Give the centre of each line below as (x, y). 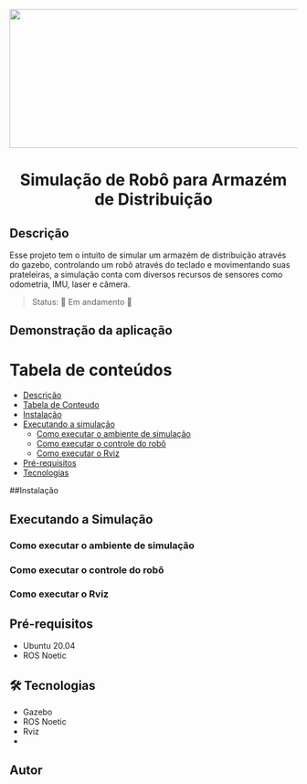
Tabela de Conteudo (61, 405)
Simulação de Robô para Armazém (153, 180)
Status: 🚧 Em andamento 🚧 (82, 302)
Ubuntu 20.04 (49, 646)
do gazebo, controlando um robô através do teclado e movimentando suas (150, 265)
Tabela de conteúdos (91, 370)
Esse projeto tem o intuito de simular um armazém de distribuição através (148, 255)
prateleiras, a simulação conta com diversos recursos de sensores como (146, 275)
